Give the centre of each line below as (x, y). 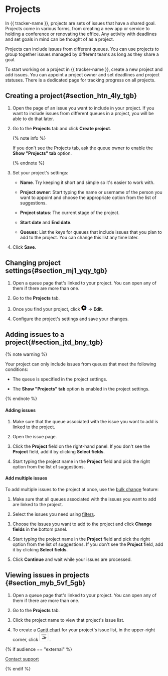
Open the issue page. (35, 436)
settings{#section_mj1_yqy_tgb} (56, 271)
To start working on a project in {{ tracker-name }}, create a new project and (84, 69)
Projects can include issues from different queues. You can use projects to (82, 49)
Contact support (22, 659)
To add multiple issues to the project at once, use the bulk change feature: (82, 489)
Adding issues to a (35, 334)
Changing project (33, 263)
